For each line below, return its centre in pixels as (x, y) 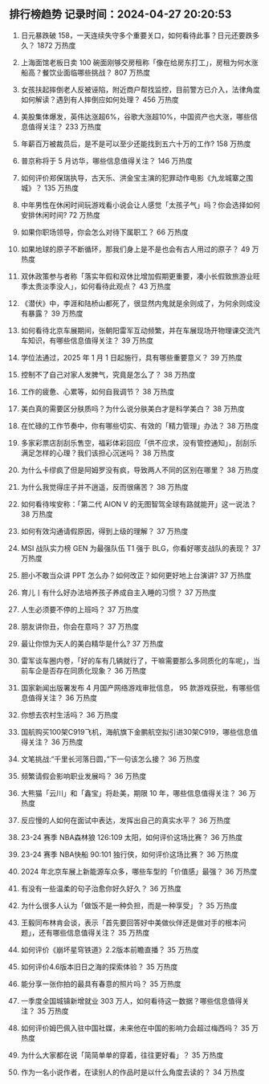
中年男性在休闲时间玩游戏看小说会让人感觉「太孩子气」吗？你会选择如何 (140, 205)
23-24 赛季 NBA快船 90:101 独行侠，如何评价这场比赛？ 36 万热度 (130, 854)
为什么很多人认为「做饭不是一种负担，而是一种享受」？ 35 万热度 (129, 905)
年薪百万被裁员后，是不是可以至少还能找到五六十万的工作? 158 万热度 (136, 144)
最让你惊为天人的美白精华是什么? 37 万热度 (92, 643)
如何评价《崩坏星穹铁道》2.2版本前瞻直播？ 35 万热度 (110, 949)
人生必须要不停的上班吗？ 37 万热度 (80, 609)
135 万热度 (61, 188)
